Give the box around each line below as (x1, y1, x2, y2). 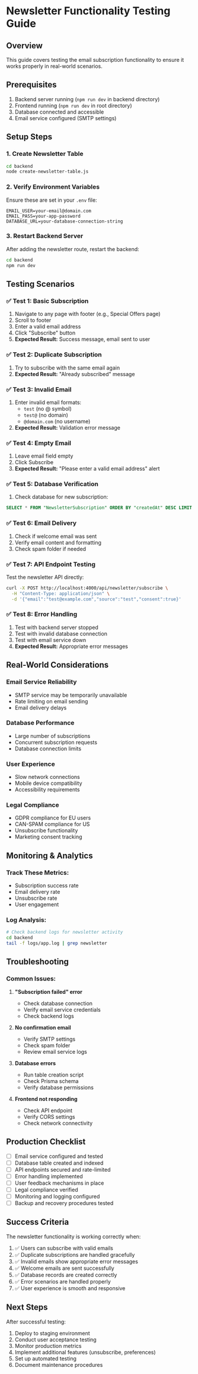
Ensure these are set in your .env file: (6, 196, 97, 204)
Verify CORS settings (23, 1113, 75, 1120)
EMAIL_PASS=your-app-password (6, 213, 81, 219)
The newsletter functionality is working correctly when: (6, 1233, 141, 1240)
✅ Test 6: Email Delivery (6, 519, 77, 527)
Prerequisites (6, 80, 57, 90)
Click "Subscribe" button (14, 329, 76, 337)
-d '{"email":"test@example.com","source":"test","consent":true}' (11, 596, 182, 602)
